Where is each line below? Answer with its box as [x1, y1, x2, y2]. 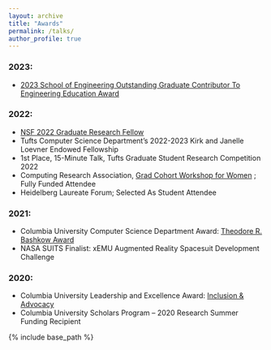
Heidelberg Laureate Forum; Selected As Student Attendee [19, 188, 217, 197]
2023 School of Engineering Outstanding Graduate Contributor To [19, 80, 241, 89]
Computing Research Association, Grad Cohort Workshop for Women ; [19, 170, 257, 179]
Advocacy [19, 300, 54, 309]
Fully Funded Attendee [19, 179, 96, 188]
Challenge [19, 253, 55, 262]
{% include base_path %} [8, 332, 94, 342]
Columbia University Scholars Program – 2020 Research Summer [19, 308, 239, 318]
